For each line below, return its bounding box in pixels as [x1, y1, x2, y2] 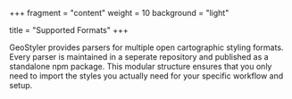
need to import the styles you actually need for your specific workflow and [9, 70, 284, 81]
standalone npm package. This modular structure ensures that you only [9, 62, 272, 71]
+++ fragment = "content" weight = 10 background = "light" [9, 8, 229, 18]
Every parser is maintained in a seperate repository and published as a [9, 52, 270, 62]
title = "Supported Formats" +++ [9, 25, 129, 35]
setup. [9, 80, 33, 90]
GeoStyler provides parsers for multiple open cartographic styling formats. [9, 42, 284, 53]
